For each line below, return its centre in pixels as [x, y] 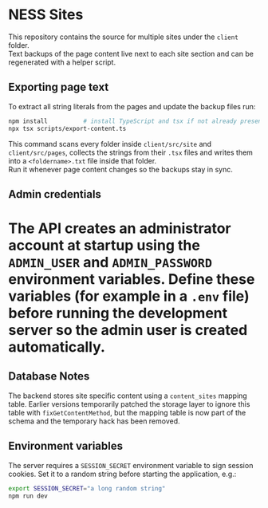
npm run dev [28, 496]
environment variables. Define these [132, 280]
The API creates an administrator [120, 228]
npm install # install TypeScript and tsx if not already [123, 121]
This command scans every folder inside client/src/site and [110, 144]
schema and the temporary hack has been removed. [95, 421]
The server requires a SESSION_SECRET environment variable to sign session [131, 465]
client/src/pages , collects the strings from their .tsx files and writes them [131, 152]
